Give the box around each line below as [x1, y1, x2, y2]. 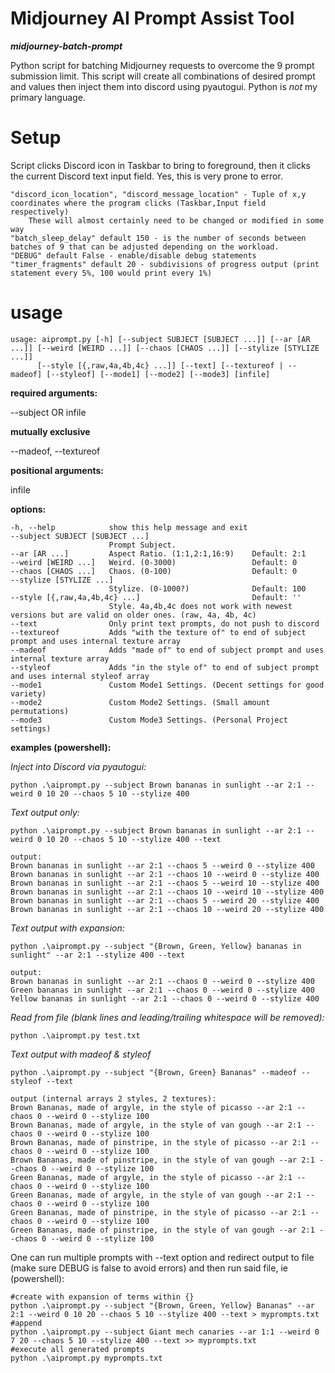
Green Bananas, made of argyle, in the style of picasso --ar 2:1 [10, 1172, 293, 1182]
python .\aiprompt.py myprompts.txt [10, 1353, 163, 1363]
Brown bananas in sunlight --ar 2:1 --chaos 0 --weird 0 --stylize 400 [10, 976, 315, 986]
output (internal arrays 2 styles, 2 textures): [10, 1093, 217, 1104]
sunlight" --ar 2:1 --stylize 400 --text [10, 950, 186, 960]
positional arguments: [10, 464, 104, 476]
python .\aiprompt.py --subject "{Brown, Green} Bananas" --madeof [10, 1067, 298, 1077]
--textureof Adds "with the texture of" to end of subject [10, 627, 307, 637]
